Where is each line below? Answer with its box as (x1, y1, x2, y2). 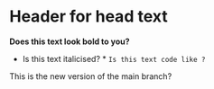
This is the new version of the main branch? (9, 70, 172, 82)
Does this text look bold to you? (9, 36, 130, 47)
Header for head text (9, 6, 169, 27)
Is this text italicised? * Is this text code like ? (22, 53, 206, 64)
